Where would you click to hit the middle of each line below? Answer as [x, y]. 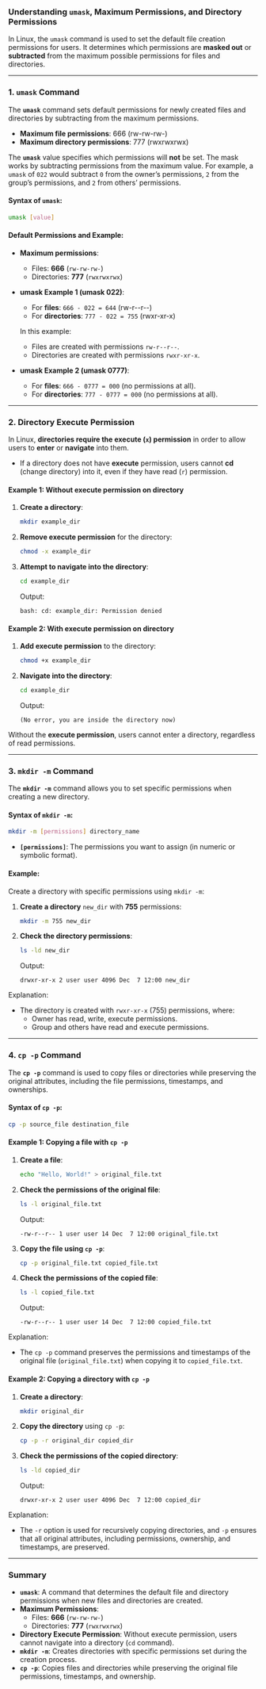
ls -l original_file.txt [61, 1204]
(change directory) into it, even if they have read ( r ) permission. [123, 472]
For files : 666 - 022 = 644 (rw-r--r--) [92, 307]
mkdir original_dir [52, 1411]
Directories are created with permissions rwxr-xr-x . [116, 354]
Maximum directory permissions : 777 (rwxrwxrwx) [104, 142]
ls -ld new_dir [45, 951]
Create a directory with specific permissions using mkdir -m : [106, 891]
